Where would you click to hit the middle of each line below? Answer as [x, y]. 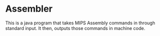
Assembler [29, 9]
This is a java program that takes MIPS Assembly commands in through [80, 23]
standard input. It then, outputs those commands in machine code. [75, 28]
